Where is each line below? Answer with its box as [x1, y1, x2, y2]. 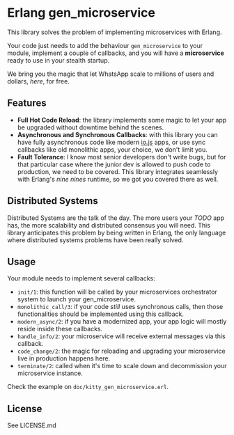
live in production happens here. [17, 354, 111, 363]
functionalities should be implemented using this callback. [17, 310, 185, 318]
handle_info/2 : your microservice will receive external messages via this [17, 332, 226, 340]
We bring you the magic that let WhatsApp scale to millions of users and [7, 70, 214, 78]
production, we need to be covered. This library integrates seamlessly [17, 167, 218, 175]
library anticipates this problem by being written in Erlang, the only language [7, 228, 226, 237]
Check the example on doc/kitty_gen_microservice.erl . [7, 383, 169, 391]
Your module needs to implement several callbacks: [7, 274, 155, 283]
